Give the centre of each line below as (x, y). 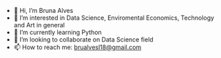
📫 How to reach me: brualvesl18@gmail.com (77, 47)
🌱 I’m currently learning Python (57, 32)
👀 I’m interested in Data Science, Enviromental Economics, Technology (114, 18)
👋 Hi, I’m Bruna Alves (43, 11)
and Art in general (39, 25)
